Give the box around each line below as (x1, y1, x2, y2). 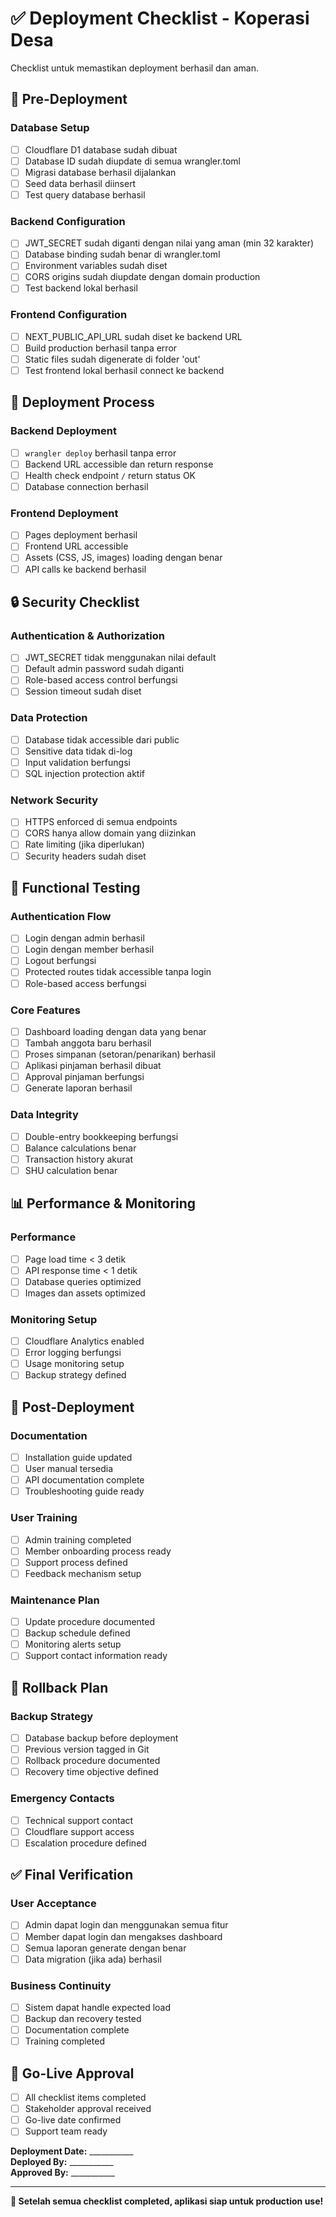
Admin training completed (24, 1533, 132, 1546)
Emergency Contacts (10, 1792, 115, 1806)
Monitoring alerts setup (24, 1638, 122, 1651)
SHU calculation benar (24, 1164, 118, 1176)
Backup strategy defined (24, 1369, 127, 1381)
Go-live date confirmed (24, 2114, 122, 2126)
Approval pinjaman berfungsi (24, 1071, 145, 1083)
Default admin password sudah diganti (24, 663, 185, 675)
